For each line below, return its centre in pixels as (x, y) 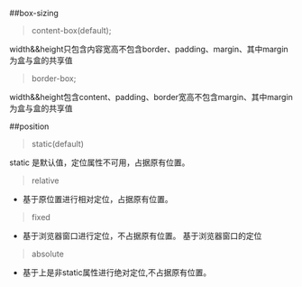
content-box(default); (71, 30)
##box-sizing (34, 13)
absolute (48, 254)
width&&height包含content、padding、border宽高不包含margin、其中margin (151, 97)
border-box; (54, 79)
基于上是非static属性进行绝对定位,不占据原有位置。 (117, 273)
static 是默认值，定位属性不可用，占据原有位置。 (100, 162)
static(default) (57, 144)
